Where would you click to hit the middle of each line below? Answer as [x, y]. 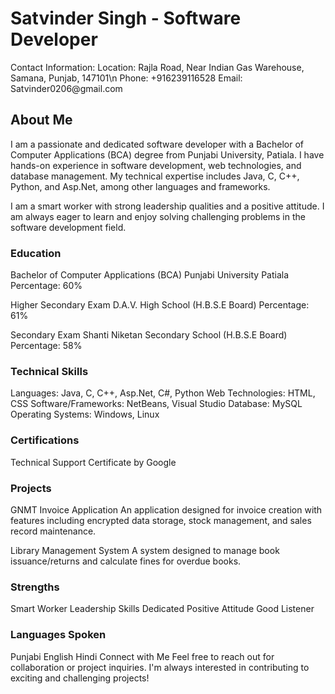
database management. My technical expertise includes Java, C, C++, [155, 176]
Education [36, 253]
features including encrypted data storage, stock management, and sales [161, 520]
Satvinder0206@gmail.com [66, 88]
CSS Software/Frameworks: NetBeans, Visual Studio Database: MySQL [156, 404]
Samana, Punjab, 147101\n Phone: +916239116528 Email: [126, 78]
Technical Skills [49, 371]
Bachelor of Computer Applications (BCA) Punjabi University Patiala [150, 275]
